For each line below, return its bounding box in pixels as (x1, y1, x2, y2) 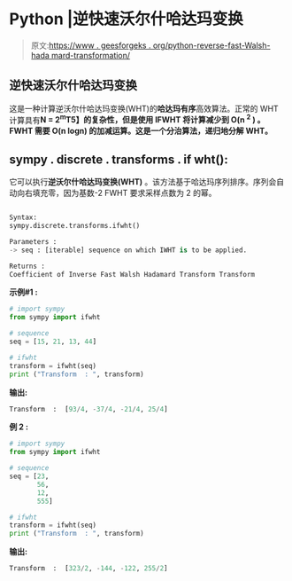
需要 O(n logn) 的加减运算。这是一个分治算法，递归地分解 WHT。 (34, 126, 273, 137)
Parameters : (9, 237, 58, 246)
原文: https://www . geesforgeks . (30, 40, 151, 51)
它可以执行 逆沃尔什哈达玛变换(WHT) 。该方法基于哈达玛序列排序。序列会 (9, 177, 277, 187)
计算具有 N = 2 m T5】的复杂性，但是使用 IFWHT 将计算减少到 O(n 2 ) (9, 113, 257, 125)
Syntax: (9, 213, 38, 223)
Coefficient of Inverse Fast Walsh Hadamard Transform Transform (9, 270, 255, 279)
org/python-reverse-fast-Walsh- (152, 40, 271, 51)
